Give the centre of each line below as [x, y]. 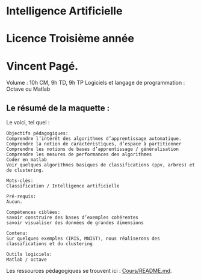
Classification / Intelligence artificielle [63, 186]
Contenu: [17, 233]
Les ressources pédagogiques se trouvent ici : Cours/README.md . [89, 271]
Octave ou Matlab [28, 89]
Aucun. [14, 202]
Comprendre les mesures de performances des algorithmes [79, 154]
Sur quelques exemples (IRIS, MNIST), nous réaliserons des [83, 239]
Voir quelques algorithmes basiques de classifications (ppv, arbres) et [101, 165]
